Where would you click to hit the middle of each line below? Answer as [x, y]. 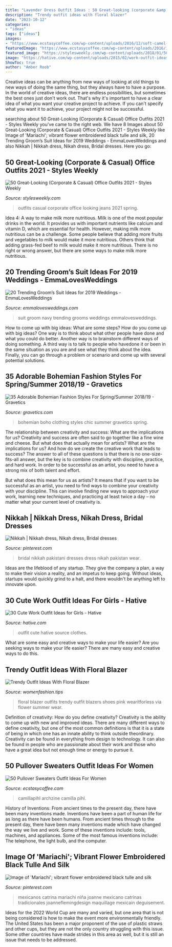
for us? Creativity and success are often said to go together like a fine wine [84, 437]
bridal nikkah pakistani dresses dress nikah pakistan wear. [79, 558]
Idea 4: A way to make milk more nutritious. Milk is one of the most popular [84, 218]
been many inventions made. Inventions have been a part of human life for [84, 813]
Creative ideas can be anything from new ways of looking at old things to [82, 82]
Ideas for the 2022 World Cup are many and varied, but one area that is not [84, 912]
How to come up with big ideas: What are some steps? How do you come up [86, 327]
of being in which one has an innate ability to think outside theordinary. [80, 734]
